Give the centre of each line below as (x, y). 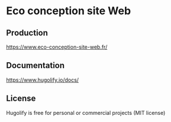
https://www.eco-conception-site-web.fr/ (57, 47)
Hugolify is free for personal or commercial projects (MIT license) (86, 113)
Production (27, 33)
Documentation (36, 65)
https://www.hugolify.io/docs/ (42, 80)
